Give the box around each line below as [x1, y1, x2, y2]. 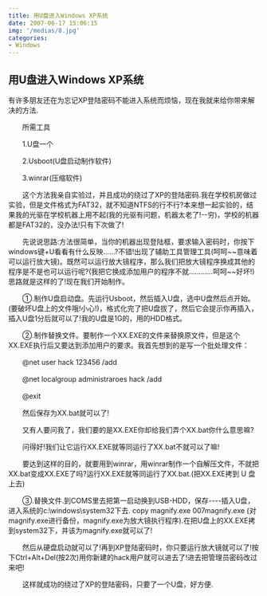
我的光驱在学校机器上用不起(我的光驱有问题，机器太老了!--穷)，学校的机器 [14, 210, 260, 219]
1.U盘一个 [22, 139, 54, 148]
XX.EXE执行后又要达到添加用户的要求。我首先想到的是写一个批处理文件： [8, 340, 249, 350]
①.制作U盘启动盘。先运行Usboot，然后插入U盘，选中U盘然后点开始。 [22, 293, 255, 303]
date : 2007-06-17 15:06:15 [8, 19, 98, 27]
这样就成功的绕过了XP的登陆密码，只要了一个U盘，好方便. [22, 579, 214, 589]
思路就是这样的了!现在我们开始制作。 [8, 276, 130, 286]
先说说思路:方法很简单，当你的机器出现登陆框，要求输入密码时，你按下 [22, 237, 255, 246]
